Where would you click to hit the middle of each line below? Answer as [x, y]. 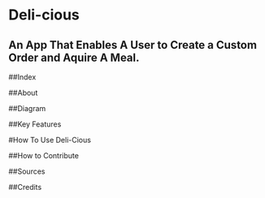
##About [23, 93]
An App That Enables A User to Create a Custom [133, 45]
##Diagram [27, 108]
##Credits [25, 187]
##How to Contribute [44, 155]
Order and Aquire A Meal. [74, 57]
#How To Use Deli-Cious [50, 140]
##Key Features [35, 124]
